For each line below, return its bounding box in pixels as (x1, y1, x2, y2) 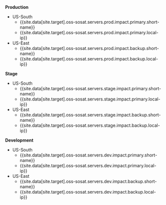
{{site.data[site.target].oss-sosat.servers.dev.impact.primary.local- (19, 163, 157, 168)
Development (5, 137, 34, 143)
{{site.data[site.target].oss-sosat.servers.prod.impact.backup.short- (19, 46, 160, 51)
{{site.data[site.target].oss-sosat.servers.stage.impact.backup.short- (19, 112, 161, 118)
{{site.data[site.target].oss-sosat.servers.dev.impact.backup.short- (19, 178, 157, 184)
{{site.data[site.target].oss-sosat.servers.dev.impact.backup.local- (19, 189, 156, 195)
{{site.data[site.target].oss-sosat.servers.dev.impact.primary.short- (19, 152, 158, 158)
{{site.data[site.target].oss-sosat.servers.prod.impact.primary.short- (19, 19, 160, 25)
